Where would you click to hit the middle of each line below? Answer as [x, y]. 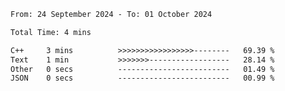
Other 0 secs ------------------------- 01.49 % [142, 69]
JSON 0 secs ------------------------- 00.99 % [142, 78]
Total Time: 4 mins [51, 32]
